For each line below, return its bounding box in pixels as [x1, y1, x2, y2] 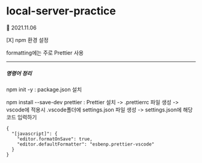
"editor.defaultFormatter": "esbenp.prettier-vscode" [17, 141, 155, 147]
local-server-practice [6, 4, 116, 18]
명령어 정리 [6, 70, 32, 77]
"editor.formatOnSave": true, [17, 136, 93, 142]
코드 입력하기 [6, 113, 37, 120]
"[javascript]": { [11, 131, 58, 137]
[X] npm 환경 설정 [6, 36, 49, 43]
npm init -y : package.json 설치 [6, 86, 82, 93]
